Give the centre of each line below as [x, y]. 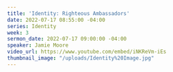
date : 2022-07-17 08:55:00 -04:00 [56, 20]
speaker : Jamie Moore [38, 45]
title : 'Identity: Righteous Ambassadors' [68, 13]
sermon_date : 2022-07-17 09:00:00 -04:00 [67, 39]
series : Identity [32, 26]
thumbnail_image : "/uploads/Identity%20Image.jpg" [81, 58]
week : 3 [18, 33]
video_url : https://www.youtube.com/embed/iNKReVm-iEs [87, 52]
